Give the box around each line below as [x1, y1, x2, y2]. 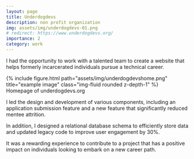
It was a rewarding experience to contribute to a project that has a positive [6, 140, 185, 147]
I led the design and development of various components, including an [6, 98, 176, 105]
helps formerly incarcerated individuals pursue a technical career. [6, 63, 165, 70]
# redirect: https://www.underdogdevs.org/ [6, 30, 114, 36]
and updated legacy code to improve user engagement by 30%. [6, 128, 160, 135]
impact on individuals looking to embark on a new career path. [6, 146, 157, 153]
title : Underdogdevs [6, 14, 57, 20]
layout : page [6, 8, 38, 15]
